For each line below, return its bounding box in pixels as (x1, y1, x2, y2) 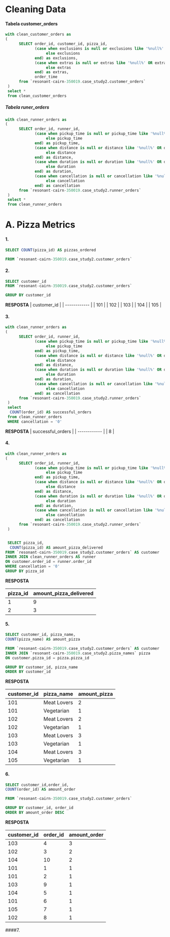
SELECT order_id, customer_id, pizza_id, (18, 42, 108, 47)
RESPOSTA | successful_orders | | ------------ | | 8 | (5, 428, 115, 434)
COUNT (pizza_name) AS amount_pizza (5, 637, 80, 642)
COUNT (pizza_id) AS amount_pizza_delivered (10, 545, 103, 550)
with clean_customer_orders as (5, 32, 71, 37)
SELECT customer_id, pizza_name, (5, 632, 76, 638)
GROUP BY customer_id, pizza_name (5, 664, 78, 670)
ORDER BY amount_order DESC (5, 810, 65, 815)
